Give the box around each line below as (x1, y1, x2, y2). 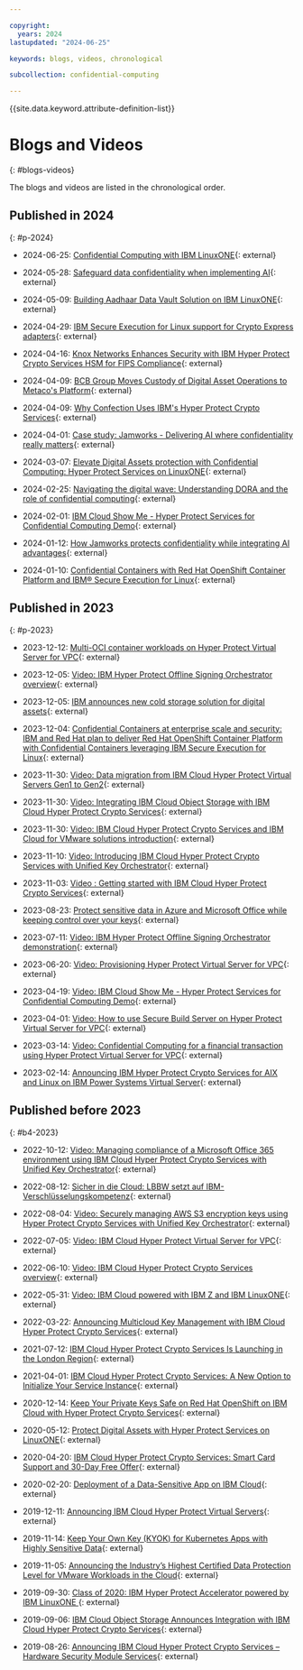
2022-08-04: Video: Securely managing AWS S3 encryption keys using (22, 1208, 289, 1219)
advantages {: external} (22, 547, 108, 558)
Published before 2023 (9, 1103, 142, 1119)
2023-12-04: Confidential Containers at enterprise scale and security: (22, 723, 282, 734)
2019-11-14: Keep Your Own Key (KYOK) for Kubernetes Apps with (22, 1533, 269, 1544)
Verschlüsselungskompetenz (22, 1190, 131, 1201)
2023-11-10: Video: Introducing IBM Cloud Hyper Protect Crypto (22, 850, 260, 862)
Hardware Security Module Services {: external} (22, 1650, 199, 1661)
